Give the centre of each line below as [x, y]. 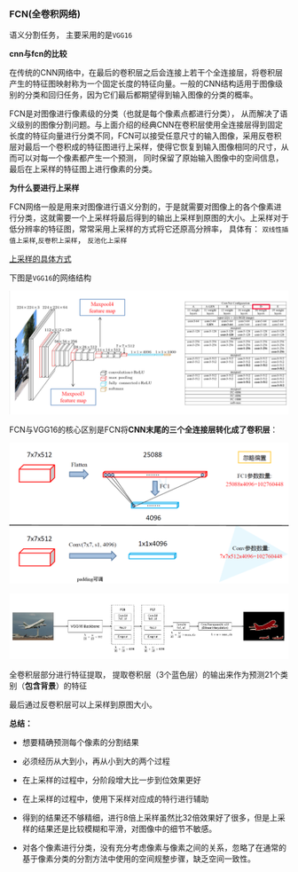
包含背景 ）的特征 [56, 686]
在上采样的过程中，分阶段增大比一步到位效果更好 [111, 780]
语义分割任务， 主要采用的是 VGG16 [71, 35]
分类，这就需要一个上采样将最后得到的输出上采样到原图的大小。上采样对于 [153, 218]
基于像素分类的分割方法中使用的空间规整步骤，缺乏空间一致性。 [138, 859]
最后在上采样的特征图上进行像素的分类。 [83, 169]
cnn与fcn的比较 [38, 54]
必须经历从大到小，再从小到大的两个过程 [96, 761]
